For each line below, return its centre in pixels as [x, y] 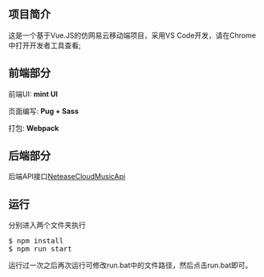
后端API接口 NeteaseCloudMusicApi [67, 177]
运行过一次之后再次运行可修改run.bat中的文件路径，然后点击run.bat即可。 [130, 265]
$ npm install [36, 241]
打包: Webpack [34, 128]
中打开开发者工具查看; [45, 45]
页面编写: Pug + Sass [43, 111]
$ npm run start [40, 249]
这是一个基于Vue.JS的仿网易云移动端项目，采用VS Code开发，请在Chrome [132, 35]
